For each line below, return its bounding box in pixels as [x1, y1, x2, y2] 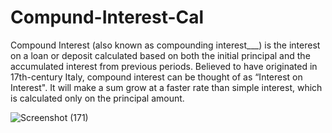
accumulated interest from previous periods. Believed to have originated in [10, 60, 318, 72]
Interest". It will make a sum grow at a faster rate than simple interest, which [10, 81, 323, 93]
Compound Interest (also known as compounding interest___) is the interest [10, 39, 321, 51]
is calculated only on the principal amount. [10, 92, 185, 104]
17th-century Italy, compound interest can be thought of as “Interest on [10, 71, 303, 83]
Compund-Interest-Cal [10, 6, 205, 29]
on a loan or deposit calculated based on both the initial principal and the [10, 49, 311, 61]
